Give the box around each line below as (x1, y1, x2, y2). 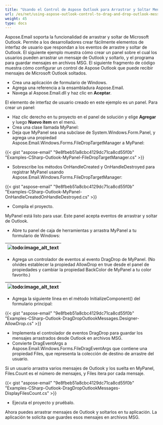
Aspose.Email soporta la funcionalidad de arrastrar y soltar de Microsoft (5, 34, 149, 40)
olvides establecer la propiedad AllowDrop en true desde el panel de (12, 261, 149, 268)
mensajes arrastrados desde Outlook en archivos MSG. (12, 335, 123, 341)
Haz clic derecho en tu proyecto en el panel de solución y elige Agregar (12, 114, 156, 120)
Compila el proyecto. (12, 203, 54, 209)
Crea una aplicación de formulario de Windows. (12, 80, 108, 86)
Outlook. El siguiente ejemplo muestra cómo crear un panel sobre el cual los (5, 50, 158, 55)
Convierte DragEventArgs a (12, 340, 67, 346)
